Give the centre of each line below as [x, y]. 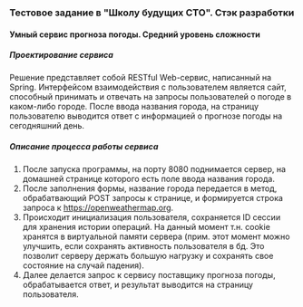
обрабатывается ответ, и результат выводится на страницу [138, 285]
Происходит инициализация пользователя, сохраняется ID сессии [151, 217]
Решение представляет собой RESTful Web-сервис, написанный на [141, 78]
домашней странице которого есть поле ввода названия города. [148, 179]
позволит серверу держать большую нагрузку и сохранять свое [148, 256]
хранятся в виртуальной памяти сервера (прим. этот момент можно [156, 236]
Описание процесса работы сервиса [84, 147]
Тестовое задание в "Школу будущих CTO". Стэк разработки [152, 13]
